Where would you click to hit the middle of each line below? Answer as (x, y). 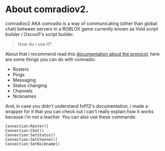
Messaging (24, 80)
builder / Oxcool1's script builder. (40, 34)
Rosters (21, 69)
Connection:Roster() (27, 126)
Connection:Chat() (25, 131)
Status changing (30, 85)
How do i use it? (35, 44)
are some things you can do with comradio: (51, 59)
